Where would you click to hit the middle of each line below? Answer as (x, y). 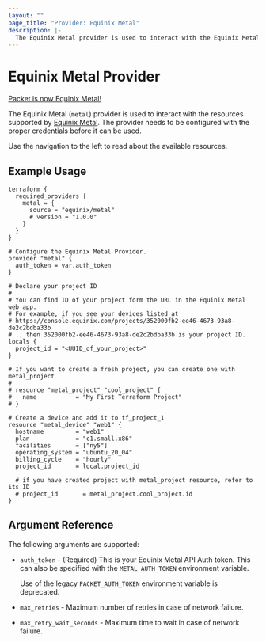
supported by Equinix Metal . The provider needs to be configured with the (129, 123)
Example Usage (47, 171)
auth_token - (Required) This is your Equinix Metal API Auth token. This (135, 560)
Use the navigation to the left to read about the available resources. (118, 146)
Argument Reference (61, 525)
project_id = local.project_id (78, 466)
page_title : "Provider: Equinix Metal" (74, 23)
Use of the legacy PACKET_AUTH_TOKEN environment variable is (118, 583)
